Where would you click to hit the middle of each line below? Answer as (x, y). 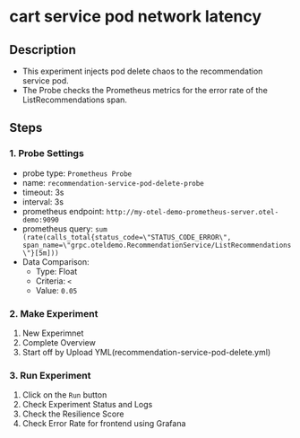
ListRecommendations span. (75, 100)
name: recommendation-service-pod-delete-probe (113, 182)
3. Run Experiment (50, 375)
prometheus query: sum (64, 228)
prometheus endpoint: (63, 211)
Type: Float (56, 271)
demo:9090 (41, 220)
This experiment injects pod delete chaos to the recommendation (142, 71)
